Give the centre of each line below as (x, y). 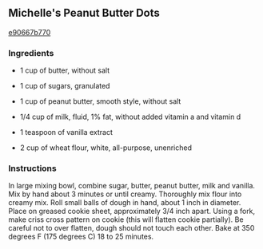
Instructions (33, 168)
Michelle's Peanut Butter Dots (84, 13)
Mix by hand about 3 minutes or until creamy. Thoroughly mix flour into (125, 194)
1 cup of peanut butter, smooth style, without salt (100, 101)
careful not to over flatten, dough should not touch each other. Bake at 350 (131, 228)
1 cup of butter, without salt (65, 70)
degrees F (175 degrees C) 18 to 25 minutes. (81, 237)
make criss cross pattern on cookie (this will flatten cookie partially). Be (126, 219)
